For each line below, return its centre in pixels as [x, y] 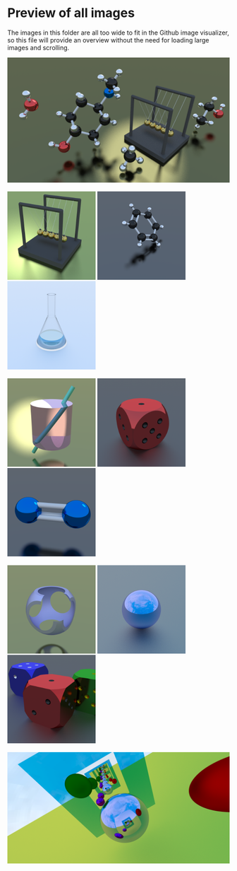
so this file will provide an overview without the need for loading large [108, 40]
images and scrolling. [38, 47]
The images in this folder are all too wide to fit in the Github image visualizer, [118, 33]
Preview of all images [71, 13]
